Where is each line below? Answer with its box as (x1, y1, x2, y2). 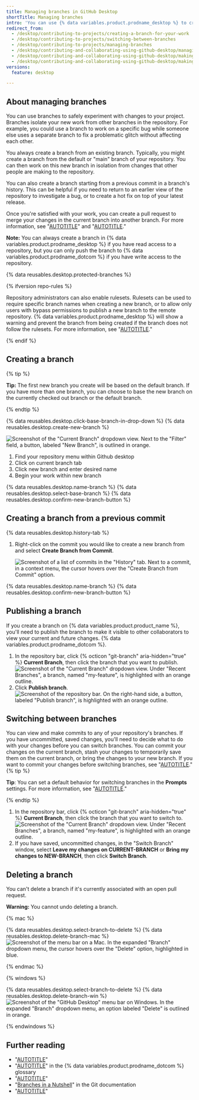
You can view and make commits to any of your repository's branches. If (6, 729, 184, 737)
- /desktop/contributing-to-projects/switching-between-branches (11, 36, 176, 42)
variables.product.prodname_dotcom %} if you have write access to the (6, 253, 182, 260)
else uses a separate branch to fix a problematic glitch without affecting (6, 131, 182, 138)
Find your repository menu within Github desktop (14, 453, 134, 460)
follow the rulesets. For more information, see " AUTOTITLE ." (6, 326, 153, 333)
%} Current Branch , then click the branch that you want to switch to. (14, 815, 183, 822)
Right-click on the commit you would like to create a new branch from (14, 540, 185, 547)
